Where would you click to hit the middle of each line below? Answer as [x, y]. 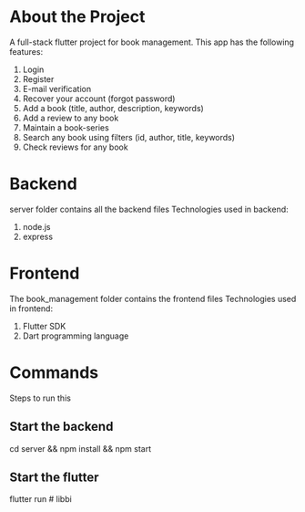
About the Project [77, 17]
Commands [54, 372]
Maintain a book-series [66, 127]
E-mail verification [57, 89]
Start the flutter [54, 477]
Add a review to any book [71, 118]
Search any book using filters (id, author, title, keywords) [128, 137]
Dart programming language [76, 336]
